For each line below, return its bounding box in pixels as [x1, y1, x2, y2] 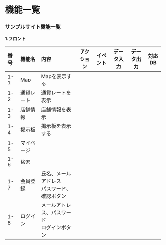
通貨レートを [41, 89, 72, 96]
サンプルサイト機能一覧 [5, 23, 61, 30]
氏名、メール [41, 170, 72, 177]
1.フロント [5, 36, 26, 41]
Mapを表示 [41, 73, 67, 80]
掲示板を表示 [41, 123, 72, 130]
